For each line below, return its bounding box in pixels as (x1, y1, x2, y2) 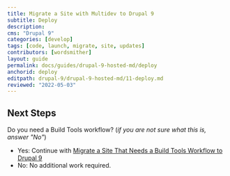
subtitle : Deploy (7, 17, 58, 24)
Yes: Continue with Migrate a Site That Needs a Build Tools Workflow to (17, 147, 223, 155)
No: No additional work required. (17, 161, 112, 170)
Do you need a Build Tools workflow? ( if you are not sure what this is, (7, 126, 207, 134)
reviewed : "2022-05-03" (7, 81, 77, 88)
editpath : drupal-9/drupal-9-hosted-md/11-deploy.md (7, 74, 164, 82)
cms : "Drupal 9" (7, 29, 54, 37)
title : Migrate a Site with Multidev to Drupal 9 (7, 10, 155, 17)
